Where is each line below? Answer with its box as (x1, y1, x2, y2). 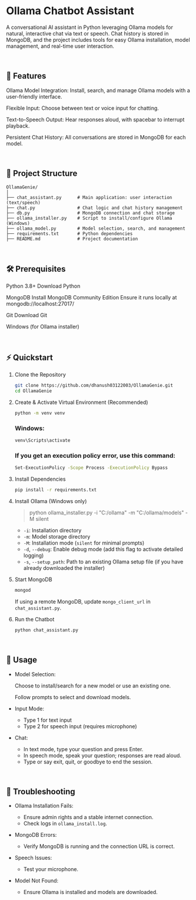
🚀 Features (6, 71, 46, 81)
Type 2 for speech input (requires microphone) (23, 722, 137, 730)
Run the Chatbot (14, 615, 55, 622)
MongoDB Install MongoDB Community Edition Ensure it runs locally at (6, 294, 177, 301)
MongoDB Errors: (14, 831, 57, 839)
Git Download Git (6, 312, 48, 319)
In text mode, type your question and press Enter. (23, 745, 144, 752)
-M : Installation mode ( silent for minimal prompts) (23, 539, 145, 547)
